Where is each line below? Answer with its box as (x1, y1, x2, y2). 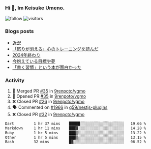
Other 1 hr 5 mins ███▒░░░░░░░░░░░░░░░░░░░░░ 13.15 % (5, 135, 147, 140)
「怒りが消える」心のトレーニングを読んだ (12, 46, 99, 52)
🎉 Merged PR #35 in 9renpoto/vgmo (12, 88, 86, 94)
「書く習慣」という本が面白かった (12, 64, 82, 70)
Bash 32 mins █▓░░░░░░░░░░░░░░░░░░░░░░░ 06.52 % (5, 140, 147, 145)
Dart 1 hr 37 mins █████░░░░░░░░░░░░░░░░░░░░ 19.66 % (5, 121, 147, 126)
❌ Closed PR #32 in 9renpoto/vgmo (12, 111, 85, 117)
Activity (5, 77, 25, 84)
